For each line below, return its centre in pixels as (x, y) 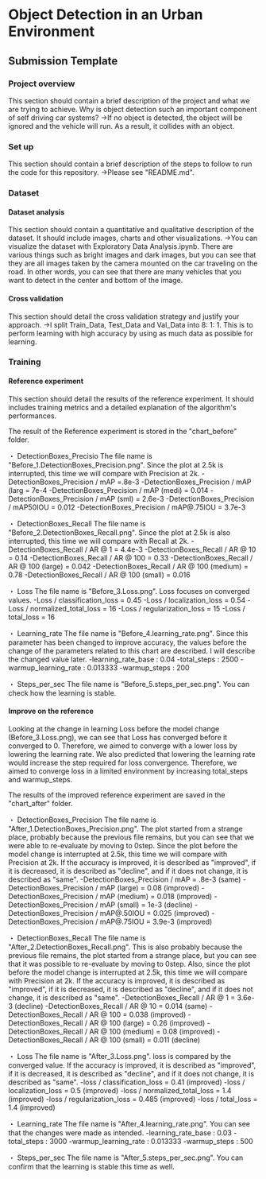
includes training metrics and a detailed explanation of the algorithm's (122, 407)
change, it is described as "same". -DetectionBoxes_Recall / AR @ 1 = (122, 997)
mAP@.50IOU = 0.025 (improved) (155, 913)
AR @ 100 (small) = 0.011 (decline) (145, 1040)
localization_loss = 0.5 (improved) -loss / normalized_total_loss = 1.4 (120, 1090)
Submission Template (63, 61)
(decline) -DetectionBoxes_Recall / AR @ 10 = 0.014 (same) (111, 1006)
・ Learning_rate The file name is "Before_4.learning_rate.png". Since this (128, 633)
